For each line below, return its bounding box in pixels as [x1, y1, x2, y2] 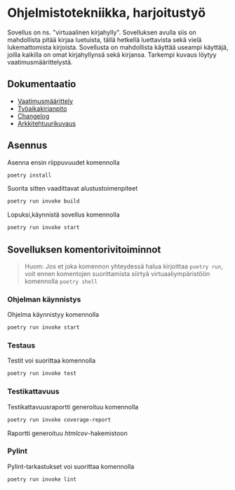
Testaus [7, 341, 36, 351]
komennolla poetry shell [24, 277, 98, 285]
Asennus [7, 139, 48, 151]
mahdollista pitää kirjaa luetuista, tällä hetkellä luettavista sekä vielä [7, 35, 202, 43]
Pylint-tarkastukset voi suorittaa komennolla [7, 462, 135, 470]
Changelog [17, 111, 50, 120]
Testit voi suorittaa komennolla [7, 356, 96, 365]
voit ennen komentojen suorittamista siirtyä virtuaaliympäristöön [24, 270, 210, 278]
